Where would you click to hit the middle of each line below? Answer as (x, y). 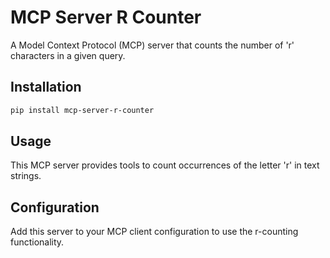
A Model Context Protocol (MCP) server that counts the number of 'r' (152, 45)
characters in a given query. (68, 55)
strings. (26, 176)
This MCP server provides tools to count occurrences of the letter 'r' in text (165, 165)
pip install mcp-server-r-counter (82, 110)
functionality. (37, 242)
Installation (46, 87)
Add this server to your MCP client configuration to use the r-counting (154, 232)
